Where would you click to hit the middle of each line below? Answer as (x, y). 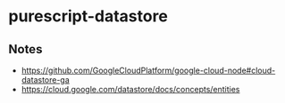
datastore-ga (46, 80)
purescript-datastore (88, 16)
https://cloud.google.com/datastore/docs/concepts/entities (130, 89)
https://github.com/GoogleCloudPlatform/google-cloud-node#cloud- (148, 70)
